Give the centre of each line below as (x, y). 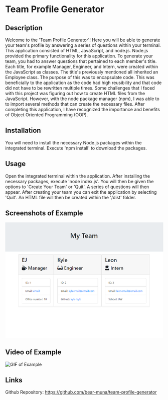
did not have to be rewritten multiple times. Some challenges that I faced (80, 88)
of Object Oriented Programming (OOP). (47, 115)
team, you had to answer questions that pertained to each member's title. (81, 61)
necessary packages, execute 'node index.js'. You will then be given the (79, 181)
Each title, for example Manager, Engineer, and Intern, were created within (82, 67)
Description (24, 28)
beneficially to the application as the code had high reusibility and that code (83, 83)
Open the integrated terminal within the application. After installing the (78, 176)
